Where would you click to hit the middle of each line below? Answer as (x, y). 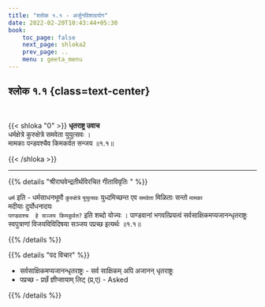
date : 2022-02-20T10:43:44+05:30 (63, 23)
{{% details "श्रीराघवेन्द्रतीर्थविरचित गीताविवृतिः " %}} (78, 181)
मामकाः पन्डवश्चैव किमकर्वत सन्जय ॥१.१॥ (61, 143)
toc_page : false (49, 37)
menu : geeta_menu (52, 60)
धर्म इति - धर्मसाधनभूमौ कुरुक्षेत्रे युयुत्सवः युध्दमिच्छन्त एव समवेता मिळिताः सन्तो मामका (105, 197)
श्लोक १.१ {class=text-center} (79, 91)
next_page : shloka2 (54, 45)
